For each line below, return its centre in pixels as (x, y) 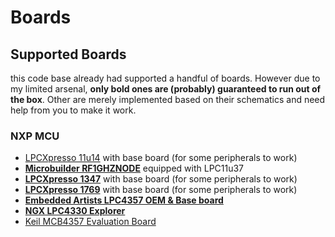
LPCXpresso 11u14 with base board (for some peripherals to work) (161, 158)
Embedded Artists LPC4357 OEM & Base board (124, 200)
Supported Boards (68, 54)
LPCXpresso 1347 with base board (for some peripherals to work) (161, 179)
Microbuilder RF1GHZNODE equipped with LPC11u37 (134, 168)
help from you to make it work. (73, 110)
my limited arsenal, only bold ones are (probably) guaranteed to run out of (166, 89)
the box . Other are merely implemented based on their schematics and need (168, 99)
